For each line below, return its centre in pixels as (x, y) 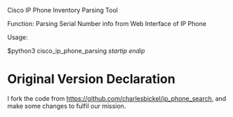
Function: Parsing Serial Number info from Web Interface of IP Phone (107, 23)
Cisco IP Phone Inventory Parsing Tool (62, 10)
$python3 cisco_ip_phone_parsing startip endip (76, 51)
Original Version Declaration (91, 79)
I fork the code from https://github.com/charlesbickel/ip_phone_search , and (117, 98)
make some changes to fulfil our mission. (67, 106)
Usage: (18, 37)
